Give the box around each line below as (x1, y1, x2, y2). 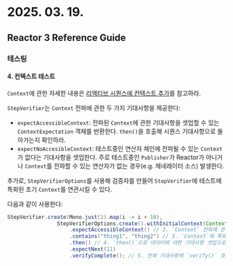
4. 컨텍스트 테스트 (7, 72, 55, 80)
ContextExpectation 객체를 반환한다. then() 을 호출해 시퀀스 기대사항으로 (17, 127, 216, 135)
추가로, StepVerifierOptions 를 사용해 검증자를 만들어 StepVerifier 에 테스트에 (7, 176, 222, 184)
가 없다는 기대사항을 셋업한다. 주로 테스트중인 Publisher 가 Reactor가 (17, 153, 205, 161)
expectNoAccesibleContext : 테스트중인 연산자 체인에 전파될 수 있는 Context (17, 144, 223, 152)
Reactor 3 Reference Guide (7, 32, 126, 44)
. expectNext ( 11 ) (69, 246, 116, 253)
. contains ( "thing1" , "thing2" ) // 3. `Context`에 (69, 233, 214, 240)
